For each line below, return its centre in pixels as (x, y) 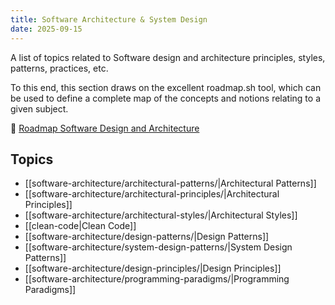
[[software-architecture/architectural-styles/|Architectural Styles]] (161, 215)
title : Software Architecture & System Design (109, 19)
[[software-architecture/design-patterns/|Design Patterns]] (147, 237)
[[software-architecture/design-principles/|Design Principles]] (153, 268)
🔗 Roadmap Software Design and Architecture (105, 128)
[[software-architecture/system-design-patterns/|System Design (158, 247)
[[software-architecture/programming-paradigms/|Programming (157, 279)
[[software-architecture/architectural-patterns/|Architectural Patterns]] (170, 183)
